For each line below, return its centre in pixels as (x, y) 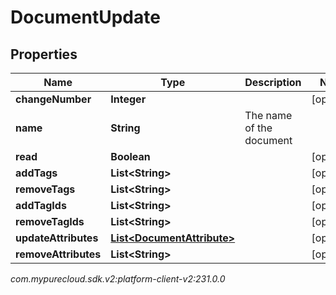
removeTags (45, 189)
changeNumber (53, 99)
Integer (128, 99)
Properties (44, 54)
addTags (36, 173)
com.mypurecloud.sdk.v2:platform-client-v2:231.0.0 (118, 279)
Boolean (130, 156)
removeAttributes (58, 254)
